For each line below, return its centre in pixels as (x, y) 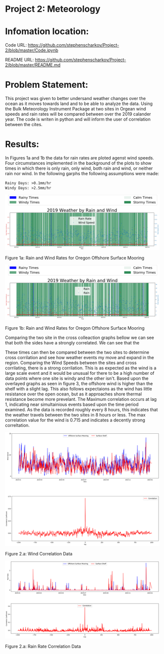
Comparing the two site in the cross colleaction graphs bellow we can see (80, 338)
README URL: (20, 60)
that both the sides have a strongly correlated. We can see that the (72, 343)
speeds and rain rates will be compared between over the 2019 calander (78, 114)
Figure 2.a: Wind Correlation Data (39, 554)
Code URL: (16, 45)
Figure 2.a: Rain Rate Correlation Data (43, 647)
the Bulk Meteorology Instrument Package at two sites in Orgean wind (76, 109)
